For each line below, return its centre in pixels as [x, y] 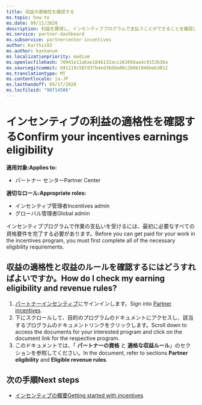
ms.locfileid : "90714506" [38, 90]
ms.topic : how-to [28, 17]
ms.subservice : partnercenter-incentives [59, 40]
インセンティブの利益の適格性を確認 [96, 122]
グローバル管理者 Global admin [52, 213]
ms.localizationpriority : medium [48, 57]
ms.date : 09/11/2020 [32, 23]
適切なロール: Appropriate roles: [46, 193]
